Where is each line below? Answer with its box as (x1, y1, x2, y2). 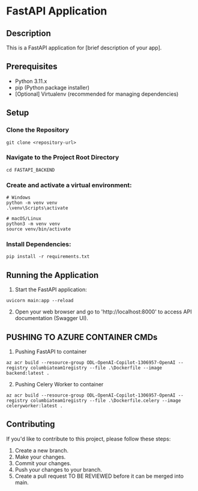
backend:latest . (6, 370, 50, 377)
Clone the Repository (6, 126, 70, 134)
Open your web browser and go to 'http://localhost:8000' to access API (14, 308, 192, 315)
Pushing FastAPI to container (14, 348, 87, 356)
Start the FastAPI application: (14, 286, 87, 293)
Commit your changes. (14, 459, 71, 467)
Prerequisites (6, 61, 58, 72)
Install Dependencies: (6, 240, 71, 249)
